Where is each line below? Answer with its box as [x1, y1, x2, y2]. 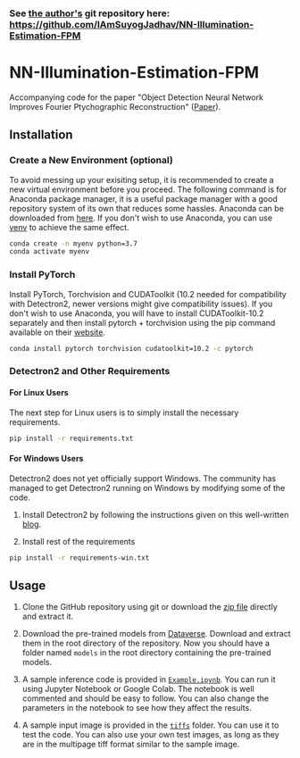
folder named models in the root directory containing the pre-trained [21, 647, 271, 658]
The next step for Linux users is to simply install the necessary [9, 407, 239, 418]
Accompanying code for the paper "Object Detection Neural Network [9, 92, 263, 103]
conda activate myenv [9, 247, 90, 256]
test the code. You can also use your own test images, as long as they [21, 729, 279, 740]
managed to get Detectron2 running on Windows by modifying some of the [9, 482, 286, 493]
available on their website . [9, 327, 105, 337]
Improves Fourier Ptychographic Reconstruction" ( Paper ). [9, 101, 221, 112]
